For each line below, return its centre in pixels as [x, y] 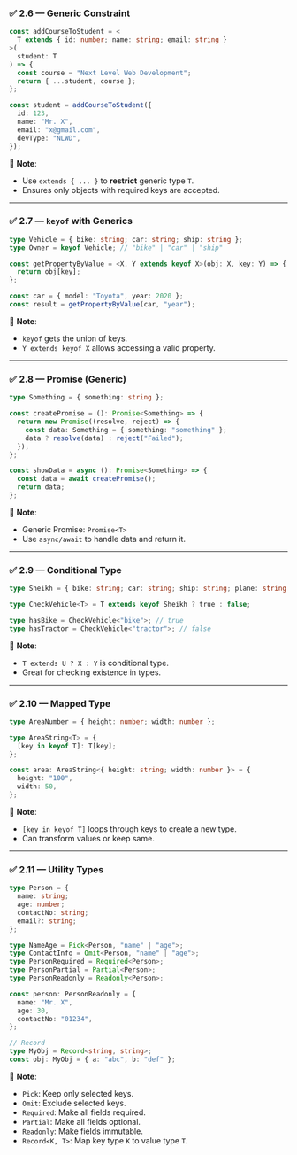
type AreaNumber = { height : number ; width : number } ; [112, 721]
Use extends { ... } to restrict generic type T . [108, 181]
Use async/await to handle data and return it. [103, 539]
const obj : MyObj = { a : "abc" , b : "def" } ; [92, 1060]
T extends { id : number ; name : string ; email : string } [122, 40]
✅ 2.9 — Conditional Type [65, 570]
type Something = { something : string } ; [87, 398]
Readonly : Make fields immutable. [82, 1131]
